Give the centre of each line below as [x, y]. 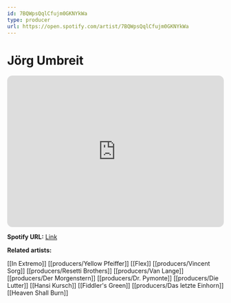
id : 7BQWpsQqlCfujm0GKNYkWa [47, 13]
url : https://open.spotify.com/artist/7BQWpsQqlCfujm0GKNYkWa [98, 26]
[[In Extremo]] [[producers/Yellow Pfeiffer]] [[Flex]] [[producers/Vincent [109, 264]
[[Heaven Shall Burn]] [38, 293]
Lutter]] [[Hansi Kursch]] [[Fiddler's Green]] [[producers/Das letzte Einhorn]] [115, 286]
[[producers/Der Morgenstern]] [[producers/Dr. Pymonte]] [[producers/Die [113, 278]
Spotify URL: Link [32, 237]
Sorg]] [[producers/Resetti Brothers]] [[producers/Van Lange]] [96, 271]
